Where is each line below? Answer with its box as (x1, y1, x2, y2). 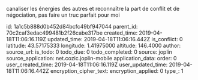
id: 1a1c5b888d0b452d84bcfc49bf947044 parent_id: (6, 23, 138, 30)
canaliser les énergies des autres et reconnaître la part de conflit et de (6, 5, 180, 12)
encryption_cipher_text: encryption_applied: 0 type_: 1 (50, 67, 184, 74)
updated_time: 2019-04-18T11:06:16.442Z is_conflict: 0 (47, 36, 183, 42)
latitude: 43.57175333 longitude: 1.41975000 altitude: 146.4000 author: (6, 42, 181, 49)
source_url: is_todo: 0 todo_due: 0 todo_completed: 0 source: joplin (6, 48, 172, 56)
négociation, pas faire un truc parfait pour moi (6, 11, 120, 19)
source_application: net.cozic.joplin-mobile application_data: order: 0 (6, 55, 177, 61)
